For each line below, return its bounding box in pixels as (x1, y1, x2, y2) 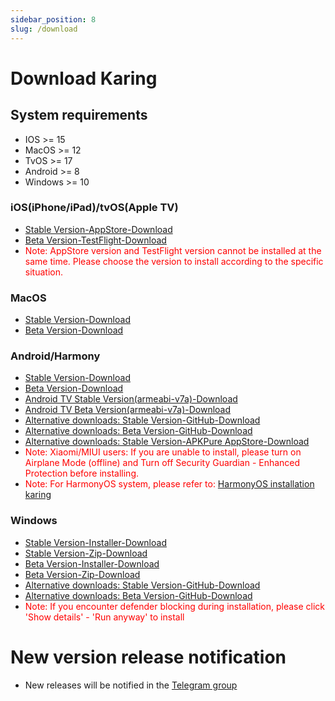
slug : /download (10, 24, 78, 34)
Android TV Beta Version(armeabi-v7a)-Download (24, 404, 232, 416)
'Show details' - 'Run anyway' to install (24, 611, 185, 623)
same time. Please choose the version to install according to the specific (24, 255, 324, 267)
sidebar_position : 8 (10, 14, 97, 25)
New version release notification (10, 646, 287, 668)
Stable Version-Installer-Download (24, 536, 167, 548)
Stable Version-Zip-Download (24, 547, 148, 559)
